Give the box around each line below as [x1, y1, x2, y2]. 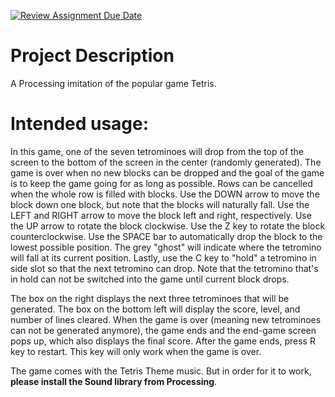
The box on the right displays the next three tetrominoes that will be [10, 292, 290, 304]
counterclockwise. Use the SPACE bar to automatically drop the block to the [10, 230, 323, 242]
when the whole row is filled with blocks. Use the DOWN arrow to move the [10, 188, 320, 200]
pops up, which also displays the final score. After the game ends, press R [10, 335, 316, 347]
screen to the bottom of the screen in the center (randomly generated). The [10, 156, 322, 168]
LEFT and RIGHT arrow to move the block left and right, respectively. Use [10, 209, 312, 221]
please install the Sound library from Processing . [10, 375, 218, 387]
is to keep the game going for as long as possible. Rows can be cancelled [10, 177, 313, 189]
